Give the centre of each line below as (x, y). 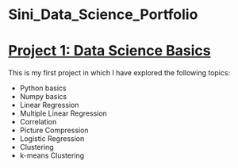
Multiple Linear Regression (63, 113)
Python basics (43, 88)
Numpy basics (43, 97)
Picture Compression (54, 130)
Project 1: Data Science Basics (109, 51)
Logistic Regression (52, 139)
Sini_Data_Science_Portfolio (103, 15)
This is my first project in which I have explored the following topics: (119, 73)
